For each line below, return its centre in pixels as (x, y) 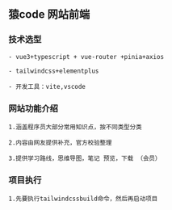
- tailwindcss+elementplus (54, 71)
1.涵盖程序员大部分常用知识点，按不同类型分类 (76, 127)
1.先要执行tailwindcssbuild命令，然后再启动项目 (83, 199)
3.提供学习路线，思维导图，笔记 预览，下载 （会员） (85, 158)
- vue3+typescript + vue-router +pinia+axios (86, 57)
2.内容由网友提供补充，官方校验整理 (60, 143)
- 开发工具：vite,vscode (47, 86)
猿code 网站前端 (49, 15)
